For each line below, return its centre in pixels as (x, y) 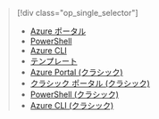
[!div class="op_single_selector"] (78, 13)
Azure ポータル (58, 31)
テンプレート (54, 61)
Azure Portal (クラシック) (76, 72)
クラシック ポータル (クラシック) (90, 83)
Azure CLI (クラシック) (72, 105)
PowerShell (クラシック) (75, 94)
